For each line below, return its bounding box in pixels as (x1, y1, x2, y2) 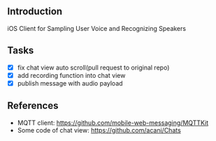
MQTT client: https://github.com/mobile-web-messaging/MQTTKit (17, 119, 208, 127)
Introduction (7, 6, 63, 18)
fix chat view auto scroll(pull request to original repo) (17, 63, 170, 72)
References (7, 100, 59, 112)
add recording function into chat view (17, 71, 126, 79)
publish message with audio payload (17, 79, 124, 87)
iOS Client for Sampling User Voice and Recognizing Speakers (7, 24, 187, 32)
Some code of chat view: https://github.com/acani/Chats (17, 126, 182, 134)
